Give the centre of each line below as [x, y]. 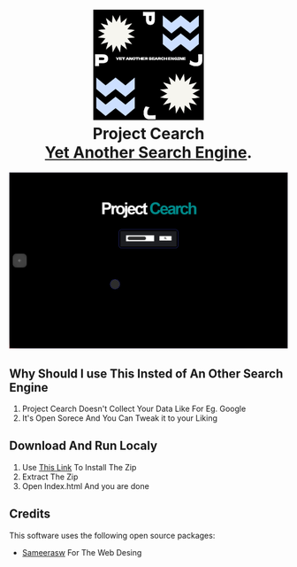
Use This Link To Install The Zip [79, 467]
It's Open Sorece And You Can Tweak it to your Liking [120, 418]
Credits [30, 514]
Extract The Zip [50, 477]
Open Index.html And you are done [86, 485]
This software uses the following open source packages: [112, 535]
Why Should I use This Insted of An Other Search [146, 373]
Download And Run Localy [83, 446]
